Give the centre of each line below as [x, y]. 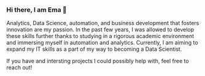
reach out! [19, 67]
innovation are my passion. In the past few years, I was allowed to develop [100, 29]
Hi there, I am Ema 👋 [37, 10]
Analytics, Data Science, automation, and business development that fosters [103, 23]
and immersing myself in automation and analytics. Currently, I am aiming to [102, 43]
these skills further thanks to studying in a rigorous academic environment [100, 36]
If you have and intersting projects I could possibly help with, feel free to [98, 61]
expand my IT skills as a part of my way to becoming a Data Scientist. [94, 49]
